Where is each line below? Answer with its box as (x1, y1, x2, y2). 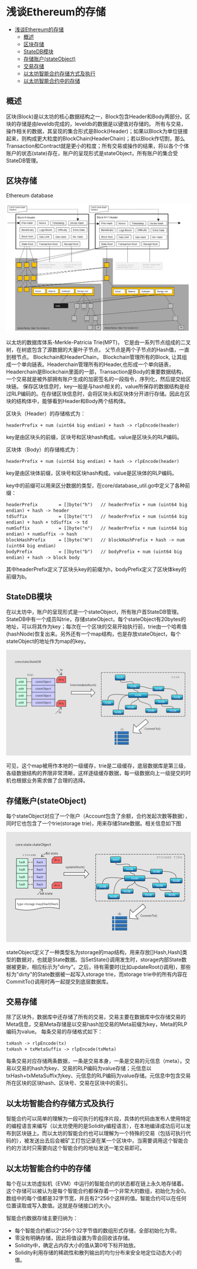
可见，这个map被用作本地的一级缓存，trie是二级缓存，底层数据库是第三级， (6, 762, 189, 770)
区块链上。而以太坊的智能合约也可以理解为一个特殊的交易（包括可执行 (16, 1130, 186, 1137)
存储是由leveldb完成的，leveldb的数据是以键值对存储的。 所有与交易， (16, 120, 186, 127)
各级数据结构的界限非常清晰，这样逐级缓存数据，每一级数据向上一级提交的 (6, 770, 186, 777)
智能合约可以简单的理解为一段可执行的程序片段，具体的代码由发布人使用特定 (6, 1115, 191, 1122)
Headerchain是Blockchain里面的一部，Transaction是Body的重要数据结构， (6, 368, 186, 375)
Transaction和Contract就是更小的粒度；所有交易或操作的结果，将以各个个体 (6, 142, 189, 149)
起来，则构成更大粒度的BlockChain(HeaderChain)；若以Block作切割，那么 (6, 135, 186, 142)
